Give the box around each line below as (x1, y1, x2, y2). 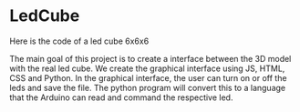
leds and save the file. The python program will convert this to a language (9, 82, 285, 93)
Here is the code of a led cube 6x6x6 (9, 36, 150, 46)
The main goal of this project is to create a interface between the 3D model (9, 53, 292, 64)
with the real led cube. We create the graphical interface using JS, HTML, (9, 63, 285, 74)
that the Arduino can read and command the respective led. (9, 92, 233, 103)
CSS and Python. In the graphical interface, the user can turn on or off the (9, 72, 287, 83)
